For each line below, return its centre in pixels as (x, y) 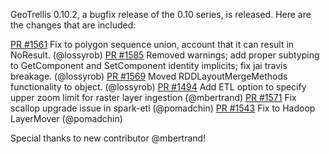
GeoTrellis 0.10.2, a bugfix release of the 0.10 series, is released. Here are (161, 14)
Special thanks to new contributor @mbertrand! (108, 138)
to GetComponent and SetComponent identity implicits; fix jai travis (149, 65)
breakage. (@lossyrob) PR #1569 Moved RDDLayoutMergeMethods (149, 76)
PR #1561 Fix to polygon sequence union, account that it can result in (152, 44)
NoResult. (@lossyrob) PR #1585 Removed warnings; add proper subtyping (165, 55)
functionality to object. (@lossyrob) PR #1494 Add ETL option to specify (158, 87)
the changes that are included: (73, 25)
